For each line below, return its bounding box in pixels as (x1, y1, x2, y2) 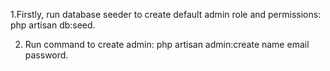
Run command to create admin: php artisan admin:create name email (24, 39, 310, 50)
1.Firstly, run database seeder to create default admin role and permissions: (10, 9, 322, 20)
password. (24, 49, 69, 61)
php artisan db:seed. (10, 19, 96, 31)
